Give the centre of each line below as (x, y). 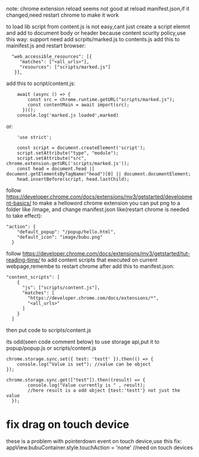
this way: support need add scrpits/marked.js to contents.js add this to (93, 39)
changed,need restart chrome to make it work (63, 15)
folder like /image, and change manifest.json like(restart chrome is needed (98, 209)
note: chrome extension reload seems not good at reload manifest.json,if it (98, 9)
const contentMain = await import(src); (79, 105)
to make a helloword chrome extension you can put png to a (106, 203)
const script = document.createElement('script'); (81, 148)
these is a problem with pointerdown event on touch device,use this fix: (94, 441)
